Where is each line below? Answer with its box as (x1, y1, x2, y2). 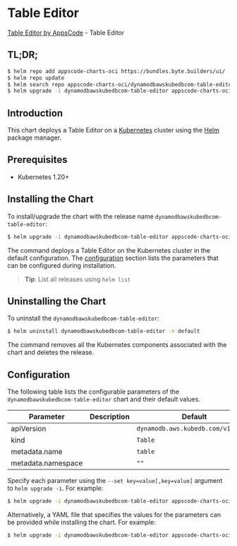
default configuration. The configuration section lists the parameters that (7, 254, 219, 262)
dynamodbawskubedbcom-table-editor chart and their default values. (7, 395, 201, 404)
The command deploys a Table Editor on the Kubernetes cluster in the (7, 246, 211, 254)
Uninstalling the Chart (7, 295, 107, 307)
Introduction (7, 107, 63, 119)
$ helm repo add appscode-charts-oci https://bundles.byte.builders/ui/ (7, 67, 226, 75)
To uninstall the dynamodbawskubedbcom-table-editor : (7, 314, 160, 323)
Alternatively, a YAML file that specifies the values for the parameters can (7, 510, 221, 518)
